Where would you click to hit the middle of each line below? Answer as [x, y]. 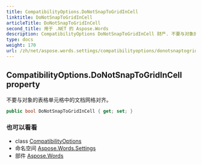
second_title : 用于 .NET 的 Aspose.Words [57, 28]
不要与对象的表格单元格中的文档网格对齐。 [59, 100]
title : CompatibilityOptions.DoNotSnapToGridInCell [72, 12]
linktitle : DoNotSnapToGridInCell [50, 17]
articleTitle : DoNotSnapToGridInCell [54, 23]
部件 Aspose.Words [39, 155]
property [23, 85]
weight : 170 [21, 46]
